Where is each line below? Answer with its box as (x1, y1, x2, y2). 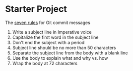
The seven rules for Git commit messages (5, 20, 90, 25)
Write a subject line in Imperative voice (12, 29, 92, 35)
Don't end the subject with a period (12, 39, 85, 45)
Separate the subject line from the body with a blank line (12, 50, 128, 56)
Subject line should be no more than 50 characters (12, 45, 116, 50)
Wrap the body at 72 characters (12, 60, 78, 66)
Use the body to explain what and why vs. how (12, 55, 108, 61)
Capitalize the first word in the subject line (12, 34, 99, 40)
